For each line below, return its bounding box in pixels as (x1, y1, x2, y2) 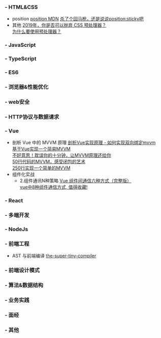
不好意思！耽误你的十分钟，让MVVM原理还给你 (12, 152, 111, 158)
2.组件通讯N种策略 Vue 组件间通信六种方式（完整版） (19, 178, 132, 184)
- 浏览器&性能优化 (5, 83, 49, 90)
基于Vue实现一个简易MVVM (12, 146, 71, 152)
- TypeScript (5, 55, 37, 62)
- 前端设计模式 (5, 267, 40, 274)
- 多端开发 (5, 211, 29, 218)
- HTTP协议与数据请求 (5, 113, 59, 120)
